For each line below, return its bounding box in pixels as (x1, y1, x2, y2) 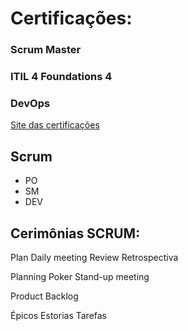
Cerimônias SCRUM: (10, 225, 141, 242)
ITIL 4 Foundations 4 (10, 70, 113, 84)
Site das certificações (10, 119, 100, 131)
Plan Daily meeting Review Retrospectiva (10, 251, 179, 263)
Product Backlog (10, 290, 79, 302)
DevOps (10, 96, 51, 110)
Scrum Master (10, 43, 82, 57)
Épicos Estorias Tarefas (10, 309, 108, 321)
